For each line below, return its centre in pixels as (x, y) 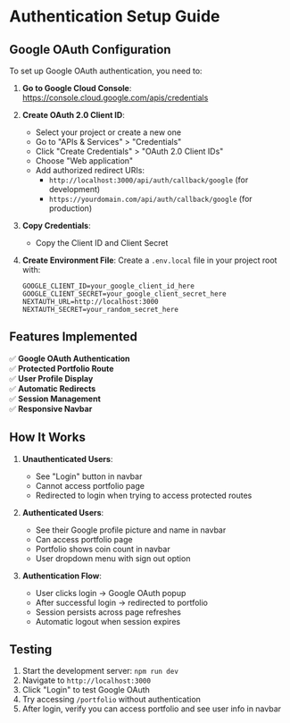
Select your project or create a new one (108, 132)
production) (70, 208)
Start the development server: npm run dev (100, 671)
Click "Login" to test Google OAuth (86, 690)
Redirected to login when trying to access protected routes (144, 495)
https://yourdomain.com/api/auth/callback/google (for (150, 199)
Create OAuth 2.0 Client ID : (73, 115)
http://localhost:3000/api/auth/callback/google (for (149, 180)
